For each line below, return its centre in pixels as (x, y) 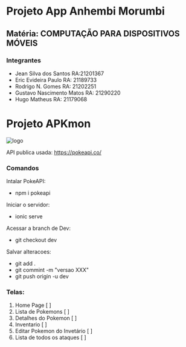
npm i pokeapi (33, 193)
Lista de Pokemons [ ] (42, 312)
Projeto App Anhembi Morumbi (85, 11)
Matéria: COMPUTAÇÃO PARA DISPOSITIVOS (93, 34)
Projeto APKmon (49, 124)
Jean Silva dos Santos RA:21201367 (59, 73)
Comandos (23, 168)
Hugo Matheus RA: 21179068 (51, 99)
